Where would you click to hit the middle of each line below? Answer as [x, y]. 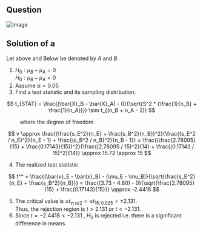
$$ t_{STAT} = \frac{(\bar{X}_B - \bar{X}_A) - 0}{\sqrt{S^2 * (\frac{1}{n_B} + [102, 104]
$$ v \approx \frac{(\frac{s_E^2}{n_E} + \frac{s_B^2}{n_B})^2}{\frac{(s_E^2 [102, 134]
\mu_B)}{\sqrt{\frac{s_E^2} [162, 177]
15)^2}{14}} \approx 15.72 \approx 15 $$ [102, 153]
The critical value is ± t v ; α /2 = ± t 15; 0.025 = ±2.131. [76, 202]
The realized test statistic [47, 165]
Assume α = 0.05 [37, 86]
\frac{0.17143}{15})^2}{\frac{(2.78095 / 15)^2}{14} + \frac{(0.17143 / [110, 147]
